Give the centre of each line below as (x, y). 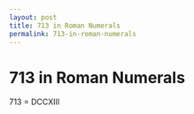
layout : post (33, 17)
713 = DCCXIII (35, 102)
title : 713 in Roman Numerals (65, 26)
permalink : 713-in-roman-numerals (73, 34)
